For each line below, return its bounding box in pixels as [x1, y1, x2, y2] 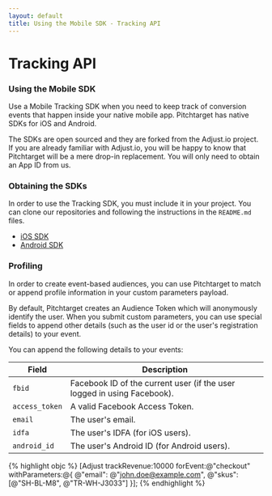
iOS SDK [19, 231, 49, 241]
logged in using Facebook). [70, 388, 174, 399]
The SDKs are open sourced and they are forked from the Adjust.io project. [8, 134, 259, 144]
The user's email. [70, 413, 136, 425]
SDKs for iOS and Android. [8, 118, 97, 128]
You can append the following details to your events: [8, 345, 184, 354]
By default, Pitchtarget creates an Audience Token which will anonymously [8, 303, 257, 312]
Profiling [8, 261, 43, 272]
